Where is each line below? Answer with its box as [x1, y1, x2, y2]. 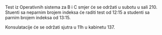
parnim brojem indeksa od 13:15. [5, 15, 71, 20]
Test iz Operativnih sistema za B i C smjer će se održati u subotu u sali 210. [5, 4, 158, 10]
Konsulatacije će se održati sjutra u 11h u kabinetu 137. [5, 24, 115, 30]
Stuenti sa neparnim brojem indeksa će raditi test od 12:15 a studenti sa [5, 9, 150, 15]
